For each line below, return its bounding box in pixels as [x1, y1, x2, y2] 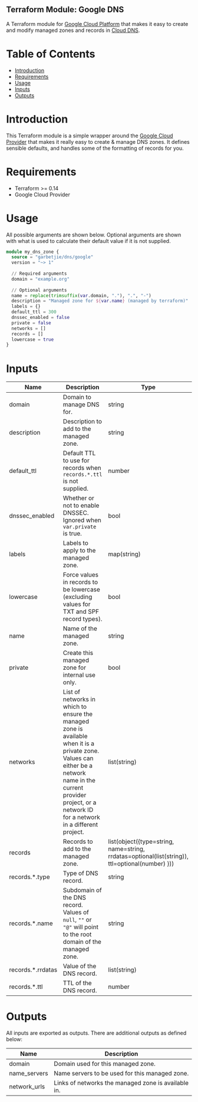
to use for [62, 456, 90, 465]
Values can [62, 754, 94, 762]
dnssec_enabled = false [11, 315, 70, 321]
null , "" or [62, 916, 92, 924]
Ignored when [62, 516, 102, 524]
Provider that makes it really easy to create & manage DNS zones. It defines [6, 138, 190, 145]
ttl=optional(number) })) [108, 860, 174, 868]
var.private [62, 524, 97, 530]
